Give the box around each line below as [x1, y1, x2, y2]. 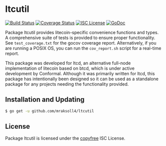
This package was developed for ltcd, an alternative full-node [5, 60, 131, 66]
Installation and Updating [5, 96, 85, 104]
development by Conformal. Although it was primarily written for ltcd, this [5, 70, 155, 76]
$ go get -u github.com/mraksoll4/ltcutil [5, 108, 94, 113]
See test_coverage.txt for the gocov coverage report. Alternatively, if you [5, 40, 157, 46]
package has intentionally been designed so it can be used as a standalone [5, 76, 159, 82]
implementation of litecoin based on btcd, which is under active [5, 65, 135, 71]
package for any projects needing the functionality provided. [5, 81, 129, 87]
